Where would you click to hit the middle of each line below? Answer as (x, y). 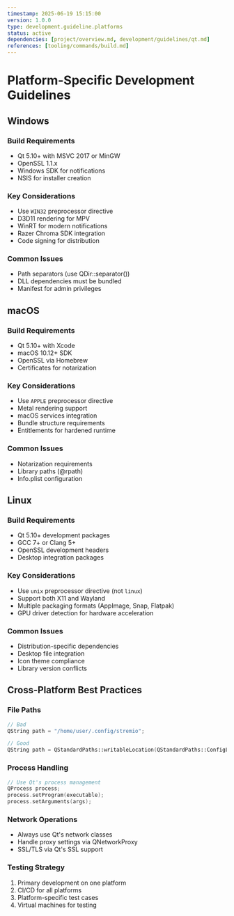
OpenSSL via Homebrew (53, 361)
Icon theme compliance (51, 661)
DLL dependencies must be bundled (69, 281)
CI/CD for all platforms (49, 890)
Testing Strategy (36, 867)
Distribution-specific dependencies (68, 646)
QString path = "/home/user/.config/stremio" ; (76, 731)
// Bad (17, 725)
